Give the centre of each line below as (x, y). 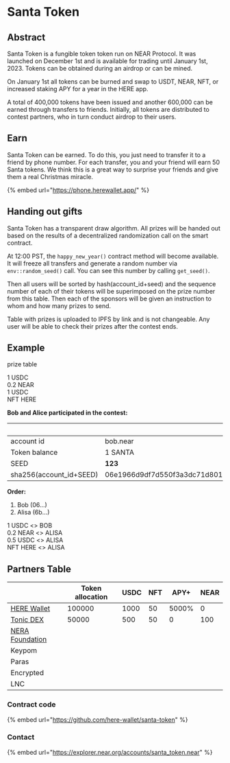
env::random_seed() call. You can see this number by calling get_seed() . (108, 270)
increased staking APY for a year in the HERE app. (78, 89)
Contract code (31, 705)
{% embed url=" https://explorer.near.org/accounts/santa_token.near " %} (110, 752)
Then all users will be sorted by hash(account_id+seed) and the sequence (112, 284)
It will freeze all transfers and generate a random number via (92, 263)
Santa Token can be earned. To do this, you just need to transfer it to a (106, 154)
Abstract (26, 37)
